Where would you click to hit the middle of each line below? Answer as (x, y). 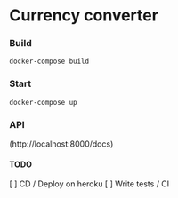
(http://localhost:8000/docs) (61, 144)
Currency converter (84, 16)
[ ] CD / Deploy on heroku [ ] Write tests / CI (89, 184)
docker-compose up (43, 102)
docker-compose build (49, 62)
